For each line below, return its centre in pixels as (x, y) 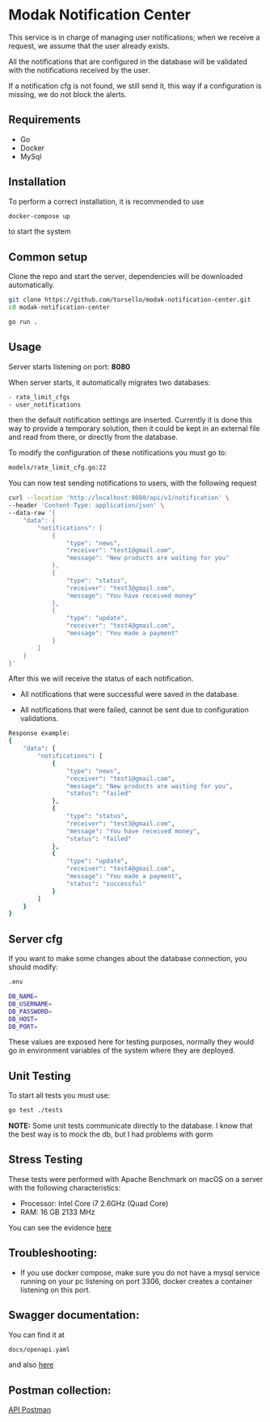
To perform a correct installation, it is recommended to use (106, 201)
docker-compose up (39, 216)
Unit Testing (40, 1076)
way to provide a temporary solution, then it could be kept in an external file (134, 428)
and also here (31, 1365)
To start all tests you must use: (59, 1095)
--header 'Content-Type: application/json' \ (86, 506)
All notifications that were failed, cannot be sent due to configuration (134, 710)
